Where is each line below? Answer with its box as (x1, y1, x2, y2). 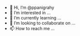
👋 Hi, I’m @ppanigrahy (9, 5, 54, 10)
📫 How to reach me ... (9, 26, 55, 31)
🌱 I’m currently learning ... (9, 15, 62, 20)
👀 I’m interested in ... (9, 10, 51, 16)
